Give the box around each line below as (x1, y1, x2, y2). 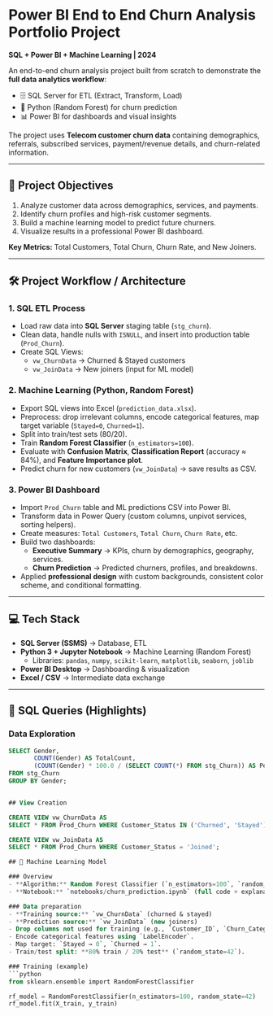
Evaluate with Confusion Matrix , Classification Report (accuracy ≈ (19, 446, 247, 456)
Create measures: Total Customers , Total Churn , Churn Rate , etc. (19, 529, 238, 539)
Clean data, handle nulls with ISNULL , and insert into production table (19, 329, 250, 339)
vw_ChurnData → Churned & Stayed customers (32, 355, 186, 365)
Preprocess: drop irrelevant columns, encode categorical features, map (19, 412, 260, 421)
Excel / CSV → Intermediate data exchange (19, 673, 165, 682)
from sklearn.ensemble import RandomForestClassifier (8, 978, 195, 986)
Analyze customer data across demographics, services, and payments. (19, 200, 258, 210)
